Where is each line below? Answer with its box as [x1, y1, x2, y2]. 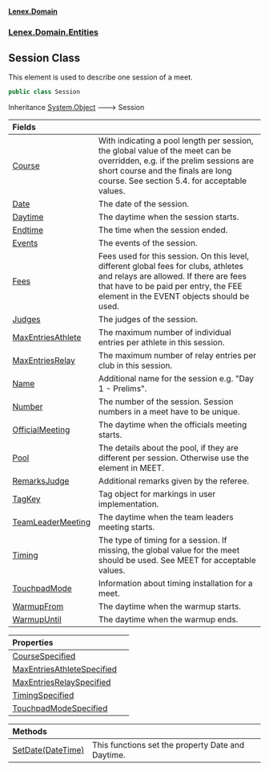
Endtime [12, 225, 44, 236]
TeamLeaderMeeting [12, 516, 90, 528]
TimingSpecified [12, 690, 74, 701]
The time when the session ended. [98, 225, 228, 236]
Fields [12, 121, 36, 133]
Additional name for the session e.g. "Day [98, 373, 255, 385]
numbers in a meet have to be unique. [98, 406, 240, 418]
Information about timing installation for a [98, 578, 254, 589]
